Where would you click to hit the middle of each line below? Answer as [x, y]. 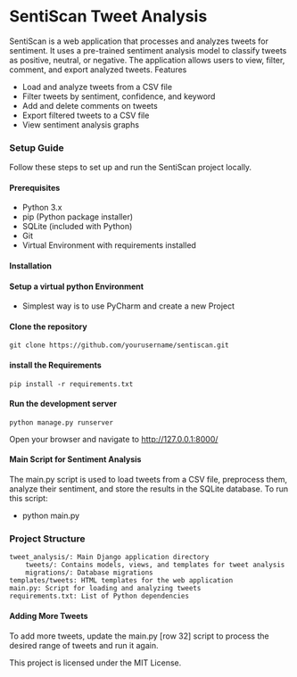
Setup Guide [37, 147]
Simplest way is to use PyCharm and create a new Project [128, 306]
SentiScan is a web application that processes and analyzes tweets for [139, 41]
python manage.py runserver [62, 422]
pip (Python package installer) [78, 217]
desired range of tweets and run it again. [84, 645]
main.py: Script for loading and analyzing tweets [105, 589]
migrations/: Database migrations [89, 573]
